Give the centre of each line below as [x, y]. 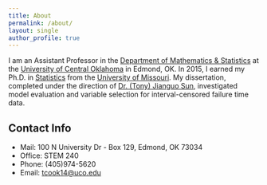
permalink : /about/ [41, 23]
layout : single [33, 30]
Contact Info [40, 128]
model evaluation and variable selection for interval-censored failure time [129, 94]
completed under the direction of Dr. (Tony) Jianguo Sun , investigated [123, 86]
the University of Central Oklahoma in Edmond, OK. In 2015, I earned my [127, 69]
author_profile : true [44, 38]
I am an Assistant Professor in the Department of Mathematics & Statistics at [133, 61]
